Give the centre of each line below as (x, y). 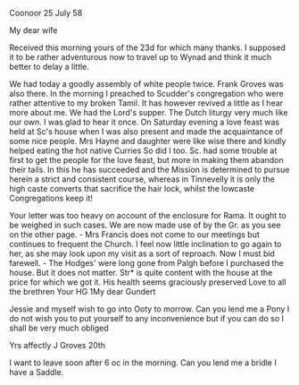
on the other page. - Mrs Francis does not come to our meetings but (135, 235)
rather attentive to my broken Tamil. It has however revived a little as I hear (146, 103)
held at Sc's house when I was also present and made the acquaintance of (146, 132)
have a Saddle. (37, 372)
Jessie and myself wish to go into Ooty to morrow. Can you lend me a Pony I (149, 309)
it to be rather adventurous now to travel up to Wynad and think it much (141, 57)
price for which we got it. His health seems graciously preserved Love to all (148, 282)
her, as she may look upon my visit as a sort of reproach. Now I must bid (142, 253)
